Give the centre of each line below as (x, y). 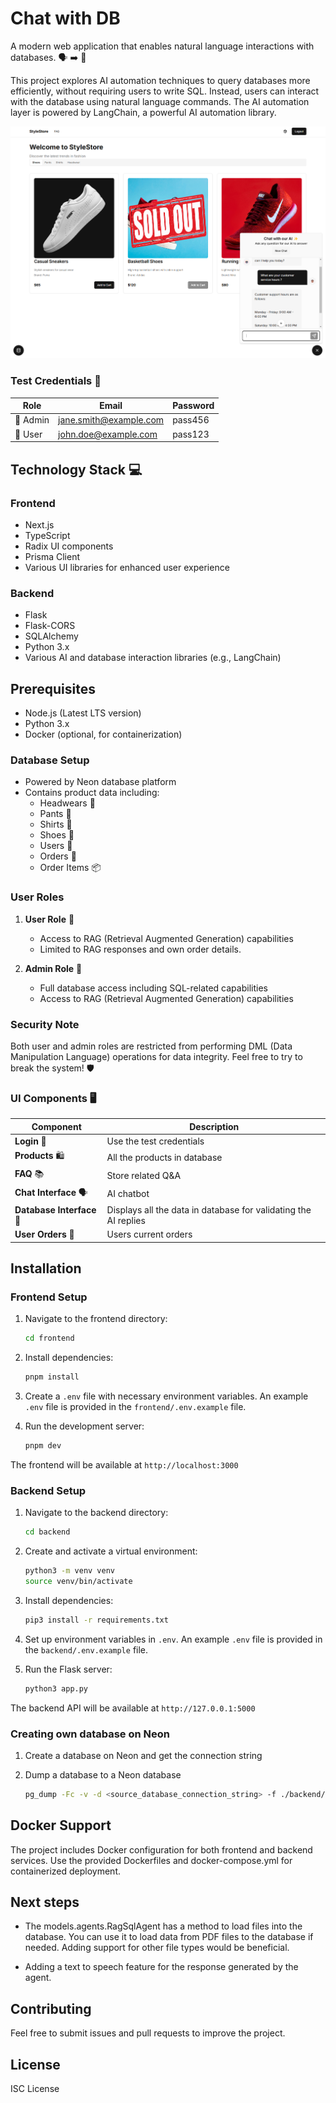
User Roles (37, 897)
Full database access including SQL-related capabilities (153, 988)
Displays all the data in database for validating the (209, 1209)
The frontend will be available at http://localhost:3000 (124, 1465)
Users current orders (149, 1234)
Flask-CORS (50, 626)
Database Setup (50, 760)
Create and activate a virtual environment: (111, 1551)
